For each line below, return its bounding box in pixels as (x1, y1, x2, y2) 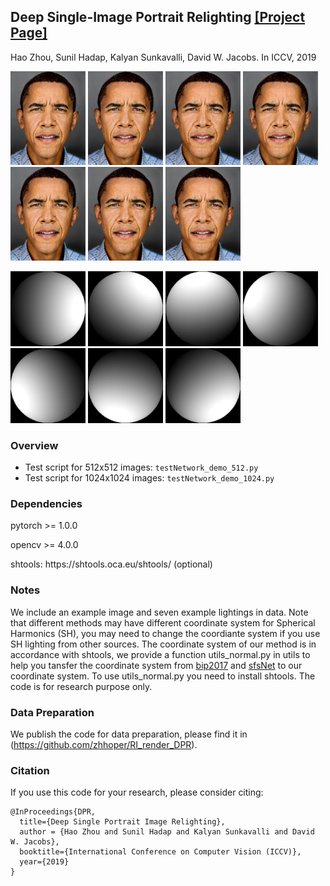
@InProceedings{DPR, (10, 807, 97, 817)
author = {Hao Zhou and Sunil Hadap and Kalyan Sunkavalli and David (19, 827, 315, 837)
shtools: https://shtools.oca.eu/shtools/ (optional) (10, 558, 213, 570)
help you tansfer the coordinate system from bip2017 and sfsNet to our (10, 659, 303, 671)
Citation (10, 763, 50, 777)
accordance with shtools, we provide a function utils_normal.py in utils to (10, 648, 311, 660)
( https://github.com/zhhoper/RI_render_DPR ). (10, 739, 198, 751)
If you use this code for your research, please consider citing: (10, 786, 264, 799)
